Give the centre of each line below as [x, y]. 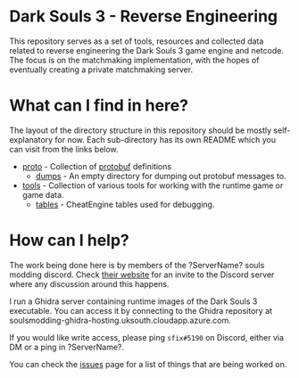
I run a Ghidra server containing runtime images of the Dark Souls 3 [133, 301]
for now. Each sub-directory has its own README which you [166, 139]
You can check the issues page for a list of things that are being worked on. [148, 364]
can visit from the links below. [64, 149]
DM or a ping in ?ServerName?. [67, 347]
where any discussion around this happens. [89, 283]
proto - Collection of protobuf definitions [97, 166]
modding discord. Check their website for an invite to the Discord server [142, 275]
